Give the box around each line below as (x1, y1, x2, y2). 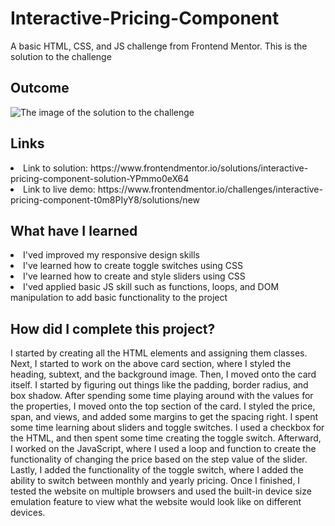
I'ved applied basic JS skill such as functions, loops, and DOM (23, 281, 280, 293)
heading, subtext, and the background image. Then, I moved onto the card (10, 368, 317, 381)
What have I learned (10, 222, 138, 239)
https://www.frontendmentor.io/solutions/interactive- (90, 162, 309, 174)
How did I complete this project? (10, 320, 216, 337)
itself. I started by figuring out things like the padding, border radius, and (10, 379, 309, 391)
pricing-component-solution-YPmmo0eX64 (10, 172, 190, 184)
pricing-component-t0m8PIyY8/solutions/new (10, 193, 201, 206)
